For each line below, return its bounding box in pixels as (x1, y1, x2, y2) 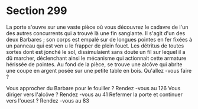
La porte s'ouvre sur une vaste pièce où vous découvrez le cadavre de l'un (6, 23, 189, 30)
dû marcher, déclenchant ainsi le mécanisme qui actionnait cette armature (6, 54, 187, 62)
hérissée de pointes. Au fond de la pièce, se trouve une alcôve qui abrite (6, 60, 183, 68)
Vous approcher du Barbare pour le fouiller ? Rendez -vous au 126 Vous (6, 84, 181, 91)
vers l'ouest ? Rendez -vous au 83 (6, 97, 90, 104)
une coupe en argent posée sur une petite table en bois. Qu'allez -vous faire (6, 67, 192, 74)
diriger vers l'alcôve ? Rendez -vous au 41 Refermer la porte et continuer (6, 91, 183, 98)
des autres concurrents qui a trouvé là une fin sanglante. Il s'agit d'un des (6, 29, 186, 36)
